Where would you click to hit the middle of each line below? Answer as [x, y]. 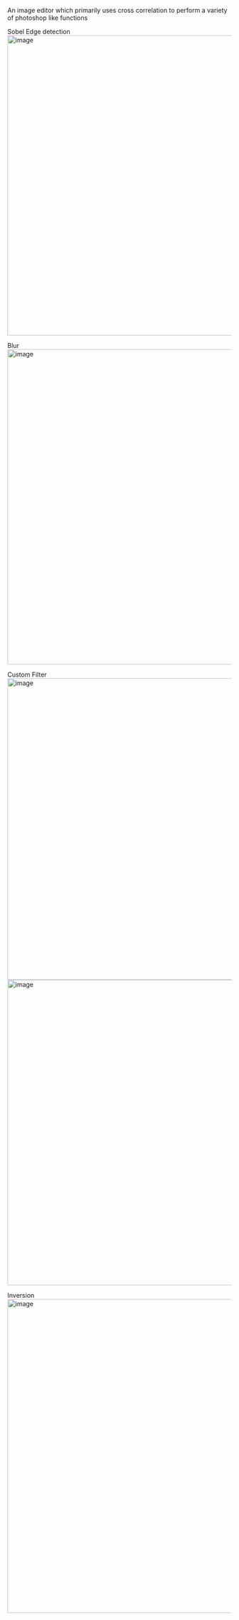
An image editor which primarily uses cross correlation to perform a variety [117, 10]
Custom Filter [27, 674]
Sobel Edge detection [39, 32]
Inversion [21, 1295]
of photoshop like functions [48, 18]
